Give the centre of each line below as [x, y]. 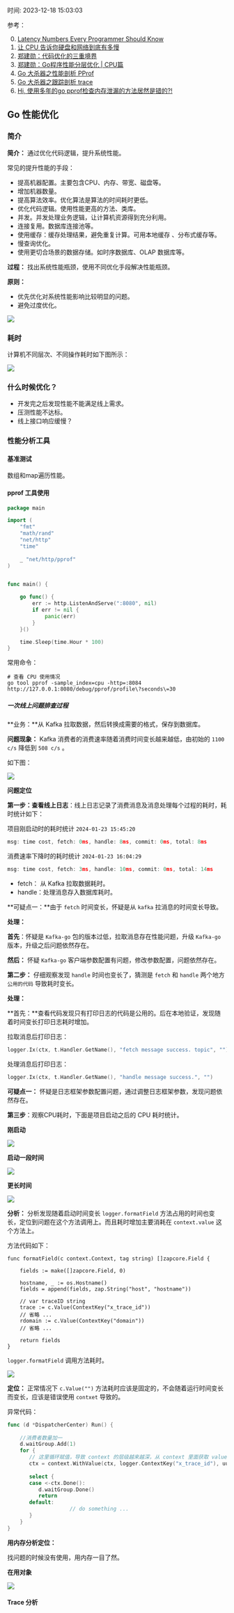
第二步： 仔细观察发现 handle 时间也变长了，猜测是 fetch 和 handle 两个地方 [116, 975]
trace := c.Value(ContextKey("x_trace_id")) [85, 1307]
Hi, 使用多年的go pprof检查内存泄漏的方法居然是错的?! [95, 91]
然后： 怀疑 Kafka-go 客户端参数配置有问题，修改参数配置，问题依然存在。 [114, 960]
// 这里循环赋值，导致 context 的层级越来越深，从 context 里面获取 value [128, 1457]
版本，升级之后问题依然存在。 [50, 945]
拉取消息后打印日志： [38, 1037]
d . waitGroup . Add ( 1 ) [48, 1444]
